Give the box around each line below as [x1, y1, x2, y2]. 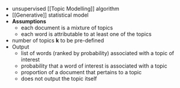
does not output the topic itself [20, 75, 97, 82]
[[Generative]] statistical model [11, 11, 89, 19]
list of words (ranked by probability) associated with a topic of [20, 50, 175, 56]
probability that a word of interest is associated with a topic [20, 62, 168, 69]
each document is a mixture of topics [20, 24, 113, 31]
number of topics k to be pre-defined [11, 37, 104, 44]
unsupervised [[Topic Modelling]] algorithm [11, 5, 120, 12]
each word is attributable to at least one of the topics [20, 31, 152, 38]
